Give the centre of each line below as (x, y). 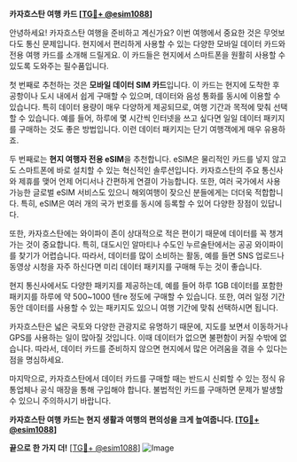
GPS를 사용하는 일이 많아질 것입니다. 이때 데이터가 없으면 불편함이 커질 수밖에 (143, 337)
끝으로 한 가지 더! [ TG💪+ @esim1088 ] (75, 448)
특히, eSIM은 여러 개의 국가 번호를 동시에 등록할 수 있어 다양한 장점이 (140, 204)
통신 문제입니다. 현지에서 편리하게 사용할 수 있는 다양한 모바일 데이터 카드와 (156, 44)
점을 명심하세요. (37, 360)
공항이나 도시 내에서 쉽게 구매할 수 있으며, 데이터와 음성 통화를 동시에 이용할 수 (145, 96)
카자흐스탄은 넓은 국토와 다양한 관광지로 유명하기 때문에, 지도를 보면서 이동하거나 (149, 326)
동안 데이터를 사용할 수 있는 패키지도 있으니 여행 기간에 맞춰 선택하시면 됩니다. (144, 308)
